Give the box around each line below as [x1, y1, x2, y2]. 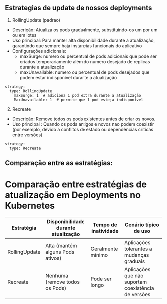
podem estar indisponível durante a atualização [19, 74, 117, 80]
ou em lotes [12, 32, 37, 38]
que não [124, 272, 144, 279]
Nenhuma [45, 272, 69, 279]
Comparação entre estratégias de [5, 179, 147, 190]
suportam [124, 279, 147, 286]
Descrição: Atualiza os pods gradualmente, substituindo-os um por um [12, 27, 158, 33]
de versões [124, 291, 151, 298]
